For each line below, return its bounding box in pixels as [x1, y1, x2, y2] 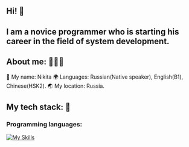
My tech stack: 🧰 [6, 102, 71, 112]
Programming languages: [6, 120, 83, 128]
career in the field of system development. [6, 36, 170, 46]
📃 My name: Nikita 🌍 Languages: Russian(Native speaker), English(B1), [6, 73, 184, 80]
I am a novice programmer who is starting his [6, 27, 179, 37]
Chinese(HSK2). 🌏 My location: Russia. [6, 82, 104, 90]
